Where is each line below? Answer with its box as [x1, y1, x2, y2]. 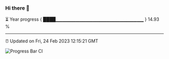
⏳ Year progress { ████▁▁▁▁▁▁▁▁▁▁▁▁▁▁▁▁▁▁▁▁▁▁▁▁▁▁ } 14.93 [5, 16, 159, 22]
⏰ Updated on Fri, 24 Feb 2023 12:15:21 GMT [5, 38, 99, 44]
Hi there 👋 [5, 5, 30, 12]
